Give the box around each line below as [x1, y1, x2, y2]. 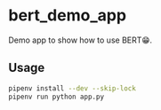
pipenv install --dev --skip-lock [8, 83, 137, 93]
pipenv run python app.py [8, 92, 104, 101]
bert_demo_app [8, 5, 126, 26]
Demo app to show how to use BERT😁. [8, 35, 153, 45]
